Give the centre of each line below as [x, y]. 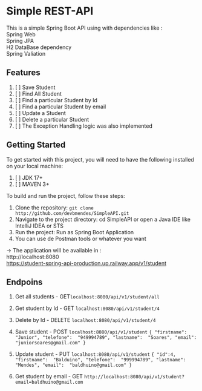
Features [23, 73]
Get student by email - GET [49, 376]
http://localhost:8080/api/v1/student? [134, 377]
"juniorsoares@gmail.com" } [50, 343]
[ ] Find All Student [38, 94]
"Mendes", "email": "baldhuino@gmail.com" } [73, 365]
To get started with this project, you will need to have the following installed [100, 159]
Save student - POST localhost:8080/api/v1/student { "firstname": [101, 332]
